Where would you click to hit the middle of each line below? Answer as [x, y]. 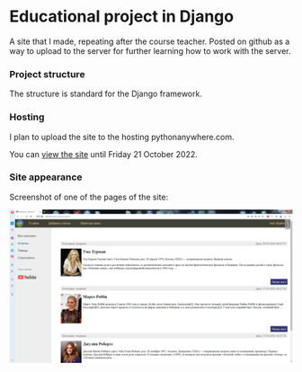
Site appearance [46, 177]
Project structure [47, 74]
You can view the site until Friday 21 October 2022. [103, 154]
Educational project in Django [122, 17]
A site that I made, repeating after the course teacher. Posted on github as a [150, 41]
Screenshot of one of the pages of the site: [89, 197]
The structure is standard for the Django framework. [106, 94]
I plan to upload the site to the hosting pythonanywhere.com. [122, 137]
